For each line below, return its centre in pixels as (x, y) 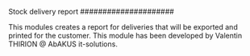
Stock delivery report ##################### (92, 12)
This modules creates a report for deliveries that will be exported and (123, 27)
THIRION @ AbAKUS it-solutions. (63, 44)
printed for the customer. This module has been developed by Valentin (125, 36)
